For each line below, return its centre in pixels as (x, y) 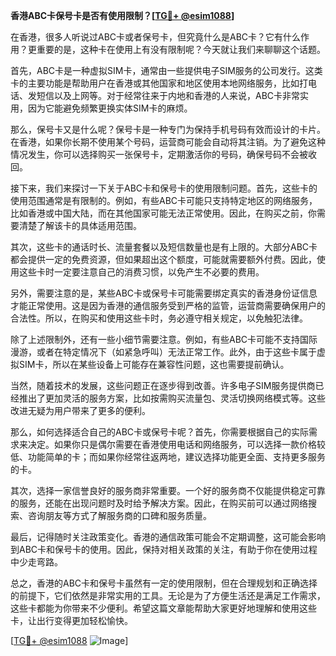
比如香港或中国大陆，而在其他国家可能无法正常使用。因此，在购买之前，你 (163, 213)
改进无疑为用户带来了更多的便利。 (80, 410)
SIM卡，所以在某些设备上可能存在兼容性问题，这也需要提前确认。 (154, 364)
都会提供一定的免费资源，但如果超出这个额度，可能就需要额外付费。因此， (163, 259)
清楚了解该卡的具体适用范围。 (80, 225)
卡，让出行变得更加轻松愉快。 (71, 620)
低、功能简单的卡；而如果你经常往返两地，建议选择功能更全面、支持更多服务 (168, 457)
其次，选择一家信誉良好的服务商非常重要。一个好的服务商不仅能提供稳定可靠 (168, 490)
